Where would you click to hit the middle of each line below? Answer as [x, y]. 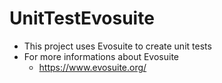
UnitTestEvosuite [82, 18]
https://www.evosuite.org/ [92, 67]
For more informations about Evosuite [101, 56]
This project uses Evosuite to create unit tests [117, 46]
